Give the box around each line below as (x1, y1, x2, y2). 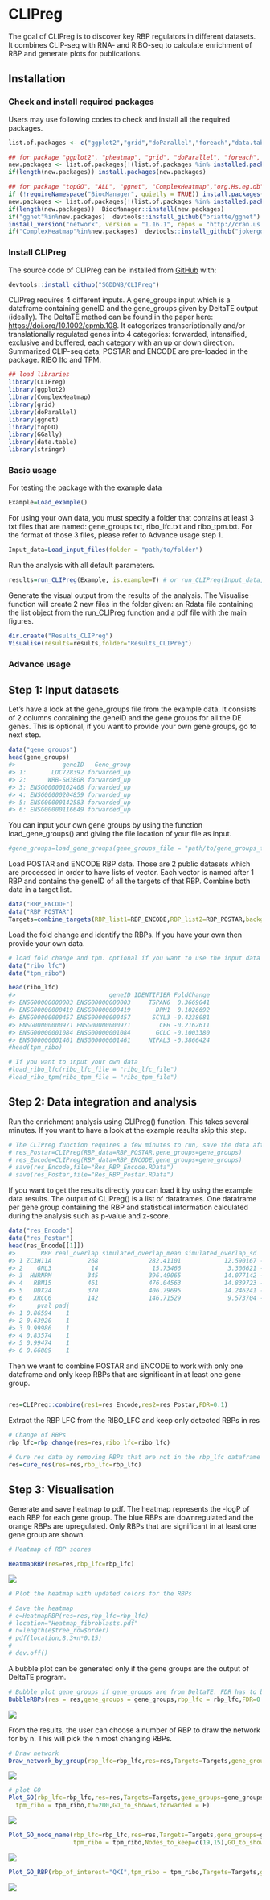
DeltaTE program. (8, 1672, 67, 1682)
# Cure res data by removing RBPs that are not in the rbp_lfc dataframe (8, 1453, 261, 1461)
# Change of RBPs (8, 1431, 67, 1439)
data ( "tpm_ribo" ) (8, 969, 67, 977)
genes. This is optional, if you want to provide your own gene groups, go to (8, 722, 257, 732)
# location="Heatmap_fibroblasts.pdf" (8, 1619, 138, 1628)
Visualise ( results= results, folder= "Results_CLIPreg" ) (8, 639, 193, 647)
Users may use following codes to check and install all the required (8, 114, 231, 124)
